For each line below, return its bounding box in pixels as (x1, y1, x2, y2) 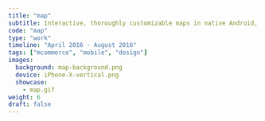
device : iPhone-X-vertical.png (15, 71, 119, 79)
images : (8, 57, 34, 64)
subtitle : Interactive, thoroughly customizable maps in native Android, (8, 19, 259, 27)
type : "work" (8, 33, 52, 42)
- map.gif (22, 85, 56, 94)
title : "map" (8, 11, 52, 20)
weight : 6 (8, 93, 41, 101)
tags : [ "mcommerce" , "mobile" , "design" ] (8, 49, 148, 57)
